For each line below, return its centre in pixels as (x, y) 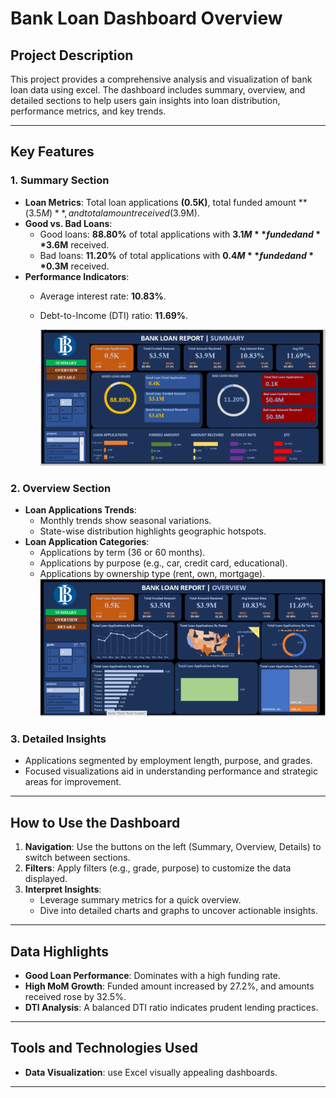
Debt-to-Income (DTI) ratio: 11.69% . (114, 315)
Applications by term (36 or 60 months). (122, 553)
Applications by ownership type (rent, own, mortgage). (152, 574)
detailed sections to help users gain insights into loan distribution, (145, 100)
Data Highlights (60, 951)
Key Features (52, 152)
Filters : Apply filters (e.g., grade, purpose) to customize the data (158, 868)
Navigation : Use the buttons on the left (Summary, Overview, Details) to (173, 847)
